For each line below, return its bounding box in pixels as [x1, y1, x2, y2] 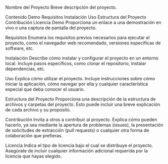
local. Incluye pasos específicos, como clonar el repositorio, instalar [5, 61, 146, 66]
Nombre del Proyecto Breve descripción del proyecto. [5, 5, 117, 10]
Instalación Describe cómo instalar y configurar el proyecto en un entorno [5, 55, 159, 61]
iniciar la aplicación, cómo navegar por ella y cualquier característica [5, 81, 148, 87]
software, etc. [5, 45, 34, 51]
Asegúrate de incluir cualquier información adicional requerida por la [5, 148, 148, 153]
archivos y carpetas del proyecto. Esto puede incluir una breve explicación [5, 101, 160, 107]
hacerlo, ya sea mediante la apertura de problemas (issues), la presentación [5, 122, 163, 128]
